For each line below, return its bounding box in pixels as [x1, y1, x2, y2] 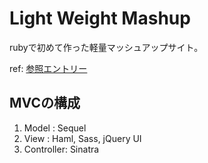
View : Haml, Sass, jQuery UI [23, 132, 142, 144]
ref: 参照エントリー [9, 62, 88, 74]
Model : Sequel [23, 122, 87, 134]
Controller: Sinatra [23, 143, 100, 155]
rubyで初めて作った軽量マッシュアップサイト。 [9, 41, 204, 53]
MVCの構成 [9, 95, 81, 112]
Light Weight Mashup [9, 7, 191, 30]
